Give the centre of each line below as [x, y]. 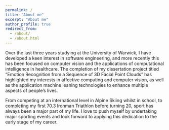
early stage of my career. [31, 122]
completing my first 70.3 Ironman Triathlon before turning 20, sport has [79, 106]
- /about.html [25, 39]
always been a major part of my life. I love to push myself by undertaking [81, 111]
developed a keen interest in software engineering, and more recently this [82, 58]
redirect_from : [21, 29]
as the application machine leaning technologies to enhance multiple [77, 85]
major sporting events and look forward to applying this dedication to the [81, 116]
